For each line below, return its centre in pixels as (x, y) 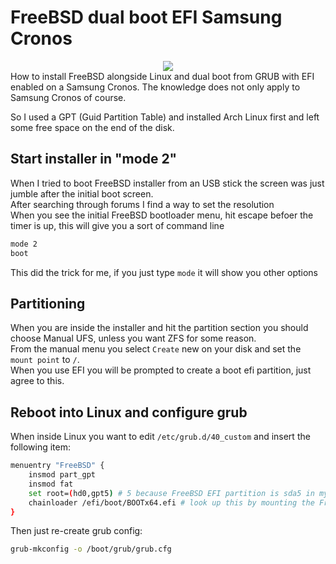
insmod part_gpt (62, 475)
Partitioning (48, 303)
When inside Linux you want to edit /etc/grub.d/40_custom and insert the (160, 437)
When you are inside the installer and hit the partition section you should (159, 328)
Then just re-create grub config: (76, 531)
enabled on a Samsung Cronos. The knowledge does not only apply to (155, 87)
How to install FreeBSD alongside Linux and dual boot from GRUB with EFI (162, 76)
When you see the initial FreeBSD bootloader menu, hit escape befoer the (162, 215)
